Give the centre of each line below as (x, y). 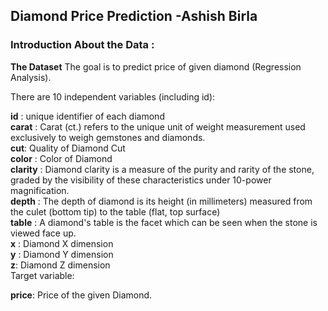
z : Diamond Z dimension (60, 265)
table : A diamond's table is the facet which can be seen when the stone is (164, 222)
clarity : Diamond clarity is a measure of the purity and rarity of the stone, (162, 169)
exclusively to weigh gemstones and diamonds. (108, 137)
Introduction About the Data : (82, 45)
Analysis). (31, 77)
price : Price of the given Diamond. (81, 295)
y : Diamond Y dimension (62, 254)
